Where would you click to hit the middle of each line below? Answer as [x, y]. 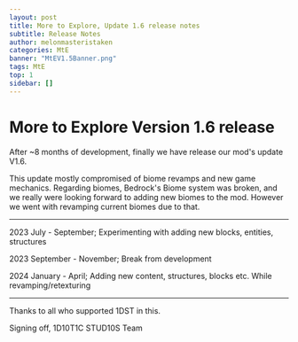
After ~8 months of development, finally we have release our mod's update [146, 152]
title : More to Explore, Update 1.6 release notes [105, 26]
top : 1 [21, 75]
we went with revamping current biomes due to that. [105, 206]
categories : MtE [39, 51]
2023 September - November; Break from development [110, 259]
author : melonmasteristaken [61, 42]
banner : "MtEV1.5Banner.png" [63, 58]
